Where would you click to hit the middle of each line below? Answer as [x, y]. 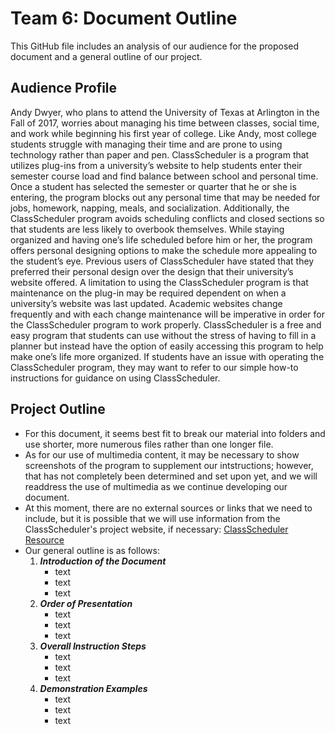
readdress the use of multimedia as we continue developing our [156, 486]
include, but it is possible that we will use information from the [152, 518]
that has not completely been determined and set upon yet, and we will [171, 476]
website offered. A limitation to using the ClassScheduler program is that [159, 282]
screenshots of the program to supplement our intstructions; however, [169, 465]
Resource [44, 539]
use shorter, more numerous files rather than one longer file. [149, 444]
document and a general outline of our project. [106, 56]
